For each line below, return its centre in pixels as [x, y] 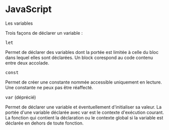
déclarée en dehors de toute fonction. [45, 123]
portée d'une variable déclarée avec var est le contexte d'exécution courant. [84, 112]
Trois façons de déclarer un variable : [44, 33]
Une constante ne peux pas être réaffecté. [49, 87]
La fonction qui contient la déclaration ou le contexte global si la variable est [84, 117]
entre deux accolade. [27, 63]
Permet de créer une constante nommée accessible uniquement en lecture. [84, 82]
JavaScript [29, 9]
